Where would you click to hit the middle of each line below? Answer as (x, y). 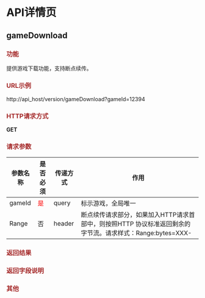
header (64, 223)
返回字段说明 (25, 271)
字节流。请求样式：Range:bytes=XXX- (136, 233)
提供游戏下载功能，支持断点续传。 (49, 68)
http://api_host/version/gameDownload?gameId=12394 (76, 99)
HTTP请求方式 (27, 116)
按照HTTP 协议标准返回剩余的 (148, 224)
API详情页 (31, 12)
